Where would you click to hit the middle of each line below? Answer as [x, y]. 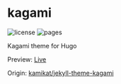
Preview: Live [27, 59]
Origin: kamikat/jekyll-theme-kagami [61, 73]
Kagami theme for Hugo [42, 45]
